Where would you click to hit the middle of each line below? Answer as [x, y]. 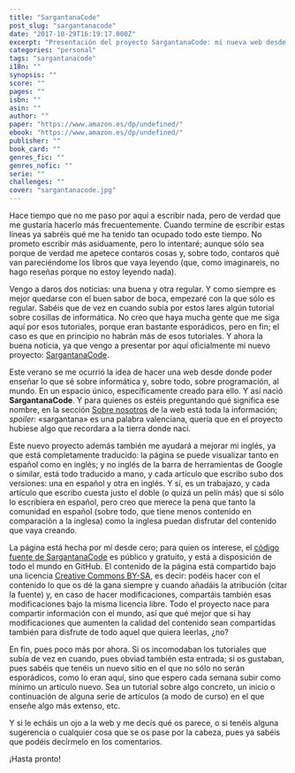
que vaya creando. [43, 530]
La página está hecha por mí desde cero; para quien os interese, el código [144, 547]
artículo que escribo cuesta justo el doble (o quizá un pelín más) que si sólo [147, 493]
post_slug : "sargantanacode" [63, 26]
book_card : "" [35, 149]
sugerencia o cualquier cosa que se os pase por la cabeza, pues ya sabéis [145, 732]
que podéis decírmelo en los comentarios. [86, 742]
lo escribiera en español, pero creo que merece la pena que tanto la [132, 502]
